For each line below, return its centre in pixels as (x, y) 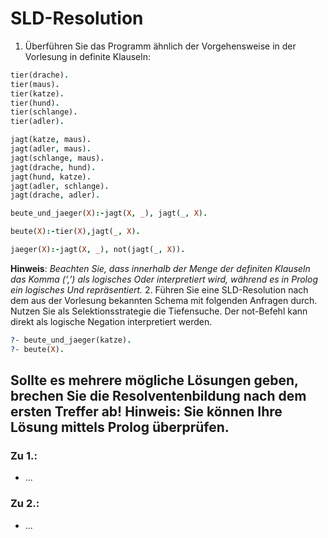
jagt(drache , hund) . (53, 167)
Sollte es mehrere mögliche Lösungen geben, (154, 380)
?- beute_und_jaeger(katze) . (71, 340)
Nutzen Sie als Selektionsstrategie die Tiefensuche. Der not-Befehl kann (159, 311)
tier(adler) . (37, 122)
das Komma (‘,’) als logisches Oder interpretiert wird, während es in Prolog (164, 279)
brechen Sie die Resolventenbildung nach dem (158, 396)
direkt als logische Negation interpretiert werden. (111, 321)
